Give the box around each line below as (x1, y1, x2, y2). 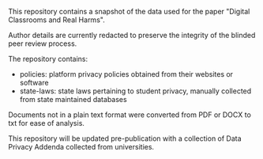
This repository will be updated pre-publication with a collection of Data (8, 134, 242, 143)
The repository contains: (8, 55, 88, 63)
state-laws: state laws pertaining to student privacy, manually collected (19, 86, 252, 96)
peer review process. (8, 39, 77, 48)
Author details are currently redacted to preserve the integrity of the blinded (8, 31, 256, 40)
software (19, 78, 49, 87)
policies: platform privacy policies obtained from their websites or (19, 70, 234, 78)
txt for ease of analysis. (8, 119, 85, 127)
